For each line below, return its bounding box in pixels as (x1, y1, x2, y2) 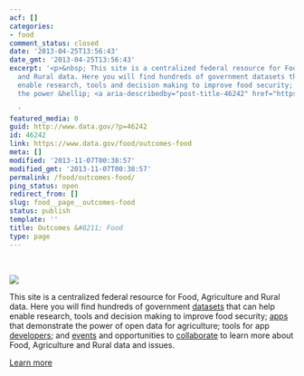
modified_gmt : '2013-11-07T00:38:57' (9, 164, 152, 173)
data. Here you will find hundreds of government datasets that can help (9, 301, 276, 312)
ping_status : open (9, 181, 79, 190)
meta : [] (9, 148, 43, 157)
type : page (9, 232, 51, 241)
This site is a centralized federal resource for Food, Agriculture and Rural (9, 291, 280, 302)
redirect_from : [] (9, 189, 79, 199)
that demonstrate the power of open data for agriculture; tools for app (9, 320, 270, 331)
